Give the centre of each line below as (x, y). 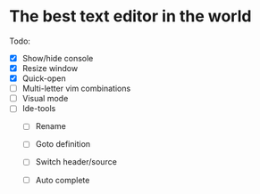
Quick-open (44, 78)
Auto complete (63, 180)
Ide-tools (39, 109)
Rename (51, 126)
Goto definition (63, 144)
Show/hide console (58, 58)
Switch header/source (76, 162)
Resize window (50, 68)
